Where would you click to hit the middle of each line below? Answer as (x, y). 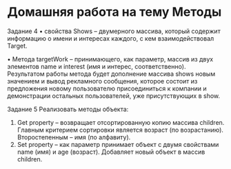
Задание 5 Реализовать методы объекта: (68, 109)
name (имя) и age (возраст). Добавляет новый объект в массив (111, 152)
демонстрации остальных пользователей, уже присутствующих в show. (114, 96)
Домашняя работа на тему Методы (114, 12)
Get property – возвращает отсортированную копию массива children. (121, 122)
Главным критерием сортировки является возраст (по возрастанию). (120, 130)
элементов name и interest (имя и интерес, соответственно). (97, 66)
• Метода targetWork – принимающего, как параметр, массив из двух (110, 59)
